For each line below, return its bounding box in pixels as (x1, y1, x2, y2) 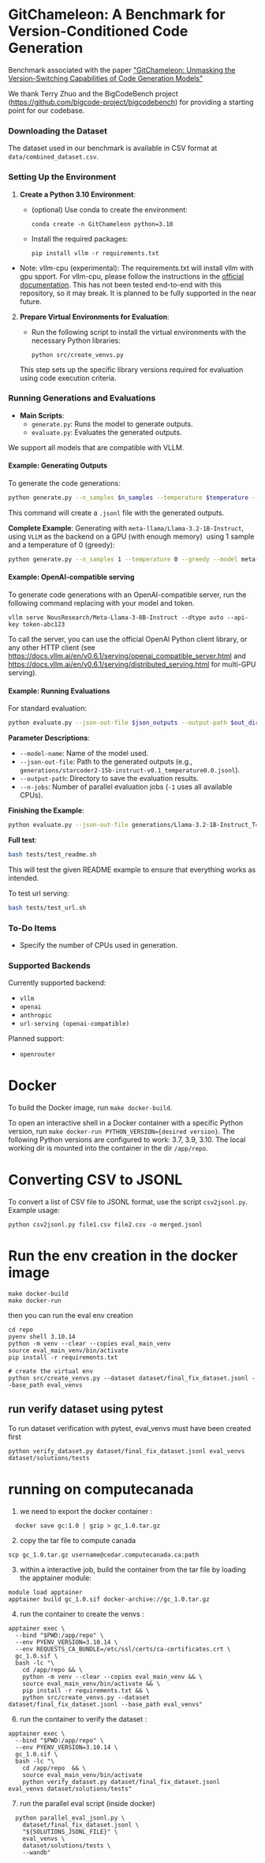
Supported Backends (8, 960, 91, 971)
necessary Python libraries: (31, 336, 121, 345)
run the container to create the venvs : (19, 1609, 144, 1618)
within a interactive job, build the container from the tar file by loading (19, 1564, 246, 1574)
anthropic (19, 1012, 53, 1020)
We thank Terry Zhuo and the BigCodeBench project (8, 88, 179, 98)
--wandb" (22, 1848, 51, 1857)
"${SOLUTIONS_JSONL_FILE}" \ (22, 1827, 118, 1835)
